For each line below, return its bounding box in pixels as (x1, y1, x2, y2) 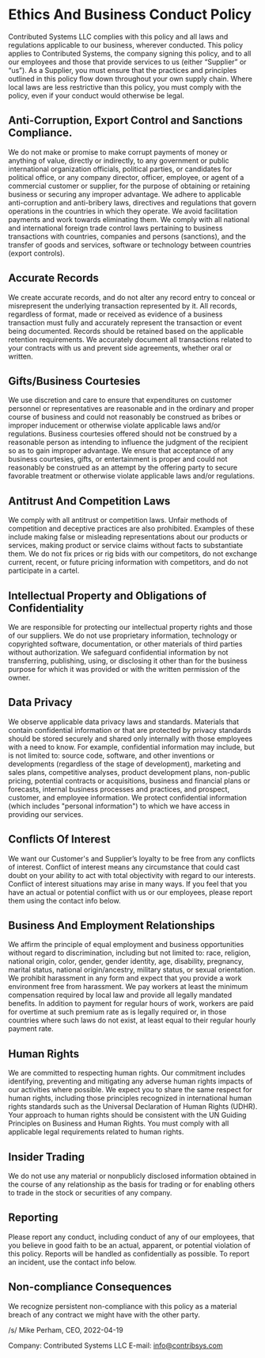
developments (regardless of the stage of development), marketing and (8, 759, 241, 769)
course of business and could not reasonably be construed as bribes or (8, 412, 241, 422)
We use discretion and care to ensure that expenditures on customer (8, 395, 232, 405)
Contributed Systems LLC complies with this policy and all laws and (8, 32, 229, 41)
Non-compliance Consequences (8, 1280, 172, 1294)
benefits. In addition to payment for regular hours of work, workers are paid (8, 999, 255, 1008)
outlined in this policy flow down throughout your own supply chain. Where (8, 74, 253, 83)
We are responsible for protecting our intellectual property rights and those (8, 623, 253, 631)
